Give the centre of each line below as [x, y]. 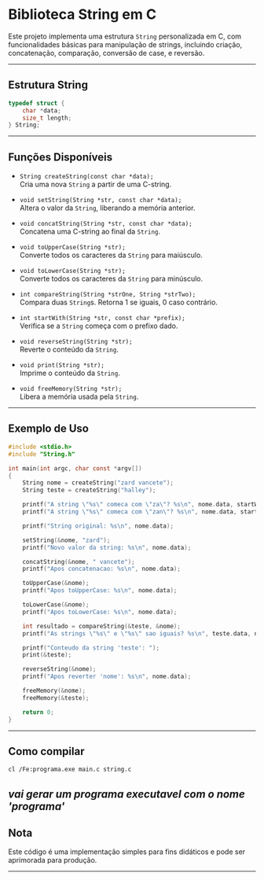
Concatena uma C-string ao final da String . [90, 232]
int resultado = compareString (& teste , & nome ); [101, 626]
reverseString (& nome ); [59, 669]
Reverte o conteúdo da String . [69, 350]
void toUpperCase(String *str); [72, 248]
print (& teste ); [47, 655]
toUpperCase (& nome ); [56, 584]
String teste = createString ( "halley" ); [89, 490]
